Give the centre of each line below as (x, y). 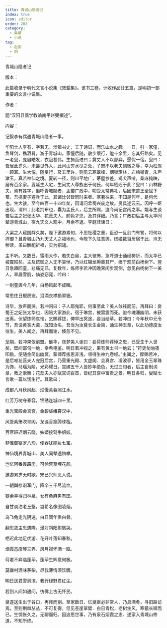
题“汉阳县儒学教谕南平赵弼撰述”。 (40, 115)
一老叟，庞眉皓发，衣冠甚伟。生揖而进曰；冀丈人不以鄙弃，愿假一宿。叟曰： (83, 159)
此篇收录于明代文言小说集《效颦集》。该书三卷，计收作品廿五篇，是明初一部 (83, 87)
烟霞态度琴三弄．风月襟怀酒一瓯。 (40, 549)
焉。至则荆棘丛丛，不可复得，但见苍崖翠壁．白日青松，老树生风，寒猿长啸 (81, 608)
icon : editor (19, 19)
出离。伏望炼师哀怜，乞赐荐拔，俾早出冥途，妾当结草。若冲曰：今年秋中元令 (83, 318)
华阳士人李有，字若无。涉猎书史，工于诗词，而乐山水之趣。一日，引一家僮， (83, 147)
